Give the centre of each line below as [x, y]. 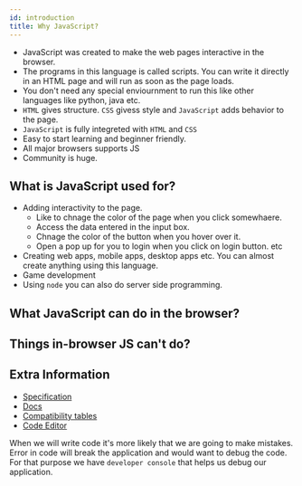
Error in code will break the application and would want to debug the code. [148, 453]
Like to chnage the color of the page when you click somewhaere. [159, 217]
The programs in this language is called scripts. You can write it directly [156, 71]
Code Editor [45, 425]
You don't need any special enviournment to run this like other [138, 91]
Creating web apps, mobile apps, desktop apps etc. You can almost [148, 256]
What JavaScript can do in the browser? [124, 313]
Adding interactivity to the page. [82, 208]
